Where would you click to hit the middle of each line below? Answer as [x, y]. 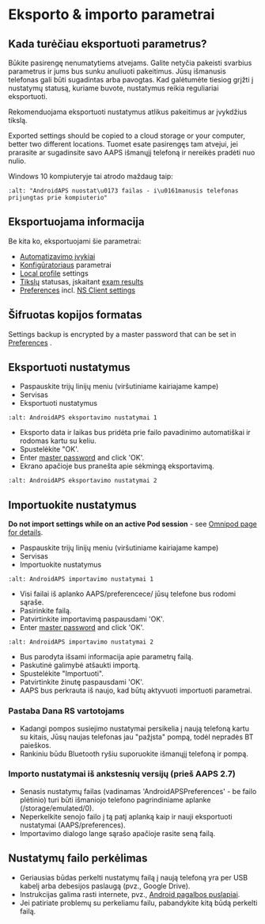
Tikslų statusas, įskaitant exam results [81, 281]
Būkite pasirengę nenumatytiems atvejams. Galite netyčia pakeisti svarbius [130, 63]
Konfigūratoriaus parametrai [66, 265]
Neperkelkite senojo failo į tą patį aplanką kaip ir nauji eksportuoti [126, 816]
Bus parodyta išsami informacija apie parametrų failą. [106, 657]
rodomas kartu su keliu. [58, 441]
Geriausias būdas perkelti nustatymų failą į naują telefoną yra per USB [133, 877]
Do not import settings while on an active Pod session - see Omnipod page [132, 524]
